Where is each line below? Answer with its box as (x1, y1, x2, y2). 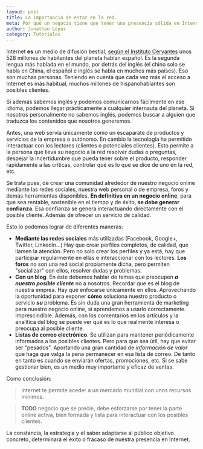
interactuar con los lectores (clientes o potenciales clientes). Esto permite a (6, 142, 194, 149)
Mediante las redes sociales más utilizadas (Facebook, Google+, (14, 235, 178, 242)
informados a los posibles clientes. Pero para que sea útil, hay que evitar (14, 338, 196, 345)
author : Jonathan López (6, 25, 66, 32)
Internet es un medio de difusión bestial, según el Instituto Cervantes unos (6, 48, 192, 55)
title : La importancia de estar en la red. (6, 15, 118, 21)
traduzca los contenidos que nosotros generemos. (6, 117, 132, 124)
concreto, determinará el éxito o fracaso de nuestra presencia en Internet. (6, 436, 190, 443)
